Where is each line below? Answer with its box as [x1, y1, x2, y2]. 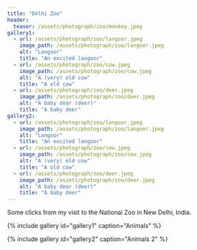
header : [7, 17, 30, 23]
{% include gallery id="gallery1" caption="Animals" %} [7, 222, 162, 230]
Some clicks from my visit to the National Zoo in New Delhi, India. [7, 208, 192, 217]
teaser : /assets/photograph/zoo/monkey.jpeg [13, 23, 143, 30]
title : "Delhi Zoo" [7, 10, 63, 17]
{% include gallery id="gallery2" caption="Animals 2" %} [7, 235, 168, 243]
